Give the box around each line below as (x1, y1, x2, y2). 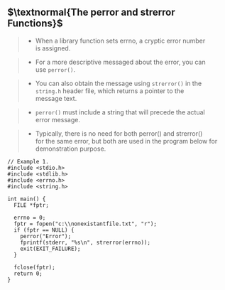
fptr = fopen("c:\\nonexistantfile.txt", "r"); (13, 220, 158, 227)
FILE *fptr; (13, 201, 50, 209)
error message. (35, 115, 80, 124)
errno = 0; (13, 214, 46, 221)
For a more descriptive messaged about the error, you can (35, 58, 206, 66)
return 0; (13, 270, 43, 277)
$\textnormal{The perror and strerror (7, 6, 175, 18)
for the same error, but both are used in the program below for (35, 136, 218, 145)
